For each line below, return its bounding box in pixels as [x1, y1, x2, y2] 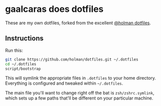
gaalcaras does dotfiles [5, 3, 104, 15]
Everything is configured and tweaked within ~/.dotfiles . [5, 80, 123, 86]
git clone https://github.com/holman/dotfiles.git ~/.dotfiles [5, 57, 139, 62]
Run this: [5, 47, 23, 53]
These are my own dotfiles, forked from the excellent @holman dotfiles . [5, 20, 151, 26]
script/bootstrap [5, 66, 41, 71]
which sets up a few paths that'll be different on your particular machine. [5, 95, 154, 101]
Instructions [5, 34, 44, 43]
